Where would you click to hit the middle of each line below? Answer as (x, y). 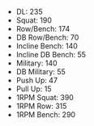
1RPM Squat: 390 (45, 97)
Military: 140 (37, 63)
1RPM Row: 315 (41, 106)
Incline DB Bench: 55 (51, 55)
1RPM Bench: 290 (45, 115)
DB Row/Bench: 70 (47, 37)
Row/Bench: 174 (43, 29)
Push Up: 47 (37, 80)
